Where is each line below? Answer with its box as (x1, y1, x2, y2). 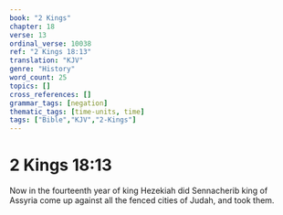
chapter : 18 (9, 22, 55, 31)
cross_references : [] (9, 90, 92, 99)
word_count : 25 (9, 73, 68, 82)
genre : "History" (9, 65, 76, 74)
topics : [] (9, 81, 51, 91)
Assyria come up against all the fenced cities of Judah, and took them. (9, 195, 275, 206)
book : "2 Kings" (9, 13, 71, 23)
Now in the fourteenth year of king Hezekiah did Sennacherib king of (9, 185, 268, 197)
